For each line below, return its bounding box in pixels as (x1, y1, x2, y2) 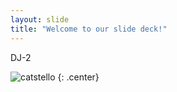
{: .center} (57, 71, 100, 83)
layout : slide (10, 14, 70, 25)
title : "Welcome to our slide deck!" (10, 24, 168, 34)
